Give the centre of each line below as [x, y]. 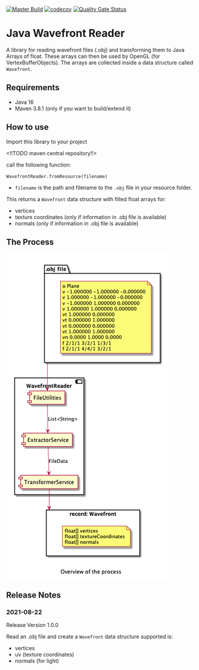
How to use [27, 127]
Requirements [33, 87]
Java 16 [24, 102]
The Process [30, 242]
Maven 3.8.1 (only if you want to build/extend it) [73, 108]
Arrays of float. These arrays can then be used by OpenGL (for [83, 56]
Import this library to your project [47, 142]
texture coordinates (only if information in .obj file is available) [91, 217]
